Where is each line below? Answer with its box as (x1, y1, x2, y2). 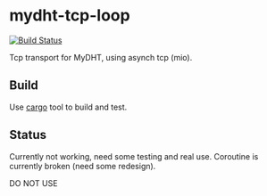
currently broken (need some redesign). (9, 160, 156, 171)
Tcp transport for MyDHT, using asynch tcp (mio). (9, 52, 193, 62)
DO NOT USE (9, 177, 58, 188)
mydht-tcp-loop (9, 5, 131, 26)
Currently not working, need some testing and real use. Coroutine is (9, 151, 259, 161)
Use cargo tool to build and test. (9, 102, 128, 112)
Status (9, 127, 47, 143)
